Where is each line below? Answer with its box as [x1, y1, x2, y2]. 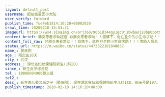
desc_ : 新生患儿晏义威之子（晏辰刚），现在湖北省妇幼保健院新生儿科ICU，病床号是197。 [5, 80, 160, 85]
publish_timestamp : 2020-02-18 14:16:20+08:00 [5, 84, 102, 90]
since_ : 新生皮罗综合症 [5, 67, 49, 72]
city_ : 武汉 [5, 57, 28, 62]
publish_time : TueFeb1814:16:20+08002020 [5, 21, 91, 26]
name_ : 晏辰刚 [5, 48, 32, 53]
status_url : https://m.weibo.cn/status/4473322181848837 [5, 44, 124, 48]
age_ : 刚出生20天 [5, 52, 38, 58]
